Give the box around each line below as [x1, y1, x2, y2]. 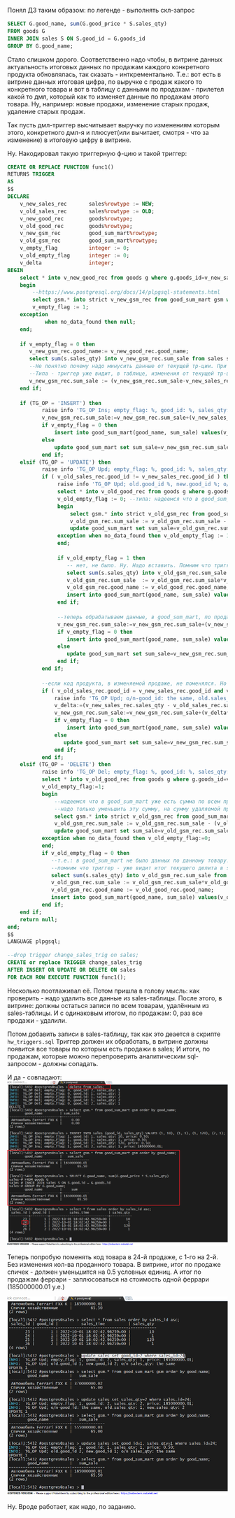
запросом [7, 1059, 37, 1067]
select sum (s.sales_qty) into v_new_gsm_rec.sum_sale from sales [29, 355, 224, 362]
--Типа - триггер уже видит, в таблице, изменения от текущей [29, 370, 215, 377]
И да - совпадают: [7, 1073, 62, 1081]
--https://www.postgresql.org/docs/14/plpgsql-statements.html [32, 289, 220, 296]
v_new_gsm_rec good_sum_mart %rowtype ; [20, 230, 158, 237]
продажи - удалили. [7, 1016, 67, 1024]
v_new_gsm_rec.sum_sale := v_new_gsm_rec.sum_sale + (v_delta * [54, 709, 230, 716]
